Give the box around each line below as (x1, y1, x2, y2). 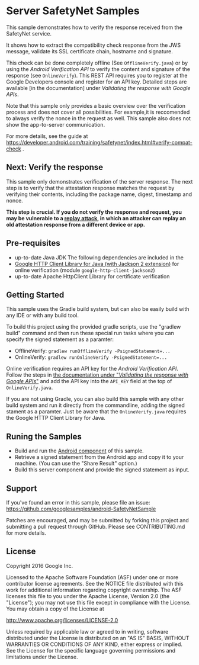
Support (6, 483, 37, 493)
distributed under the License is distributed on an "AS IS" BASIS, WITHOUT (6, 634, 190, 641)
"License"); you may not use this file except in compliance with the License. (6, 599, 191, 606)
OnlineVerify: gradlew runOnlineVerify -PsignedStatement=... (14, 354, 168, 361)
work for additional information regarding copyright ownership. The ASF (6, 586, 182, 593)
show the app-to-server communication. (6, 121, 105, 128)
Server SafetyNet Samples (6, 4, 140, 18)
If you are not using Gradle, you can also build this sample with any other (6, 396, 184, 403)
